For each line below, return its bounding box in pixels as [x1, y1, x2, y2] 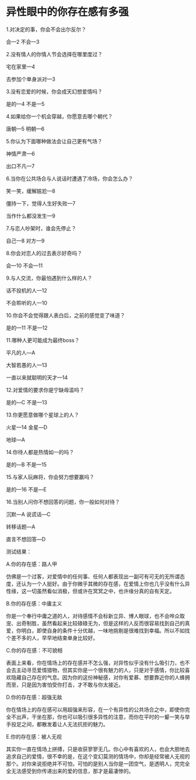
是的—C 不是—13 [6, 398, 48, 406]
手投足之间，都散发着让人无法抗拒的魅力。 [6, 720, 108, 727]
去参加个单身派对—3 [6, 75, 55, 83]
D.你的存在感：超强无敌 [6, 693, 62, 700]
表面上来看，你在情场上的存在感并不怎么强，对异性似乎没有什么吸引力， [6, 659, 180, 666]
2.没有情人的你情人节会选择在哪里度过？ [6, 50, 103, 57]
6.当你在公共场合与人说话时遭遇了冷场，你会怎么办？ [6, 175, 134, 182]
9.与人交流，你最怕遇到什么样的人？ [6, 274, 93, 281]
